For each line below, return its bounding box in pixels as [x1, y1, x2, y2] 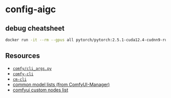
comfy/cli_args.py [12, 66, 52, 71]
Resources [5, 52, 40, 60]
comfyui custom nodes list [12, 87, 69, 93]
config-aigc [5, 4, 56, 15]
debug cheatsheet [5, 24, 65, 33]
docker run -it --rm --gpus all [5, 37, 74, 42]
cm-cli [12, 77, 27, 82]
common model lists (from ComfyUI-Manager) [12, 81, 110, 87]
